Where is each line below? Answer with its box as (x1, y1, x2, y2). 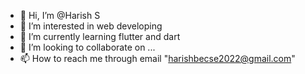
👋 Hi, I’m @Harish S (19, 10, 101, 21)
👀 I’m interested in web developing (19, 20, 163, 32)
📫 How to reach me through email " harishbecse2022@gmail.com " (19, 53, 296, 64)
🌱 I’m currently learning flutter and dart (19, 31, 181, 42)
